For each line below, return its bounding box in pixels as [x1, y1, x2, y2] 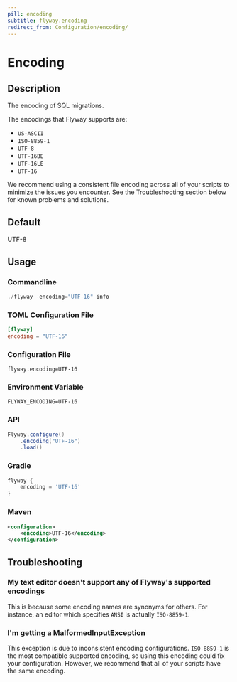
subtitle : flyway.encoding [7, 17, 87, 24]
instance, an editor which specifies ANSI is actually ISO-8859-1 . [7, 609, 190, 619]
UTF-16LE [17, 161, 44, 168]
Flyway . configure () [7, 431, 65, 438]
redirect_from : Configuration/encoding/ [7, 23, 129, 31]
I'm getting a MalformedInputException [7, 627, 145, 637]
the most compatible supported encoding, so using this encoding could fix [7, 651, 225, 660]
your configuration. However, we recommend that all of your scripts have [7, 659, 221, 668]
